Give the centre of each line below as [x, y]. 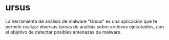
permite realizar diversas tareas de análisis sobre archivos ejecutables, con [85, 26]
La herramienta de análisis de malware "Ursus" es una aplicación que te [81, 21]
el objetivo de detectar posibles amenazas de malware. [64, 32]
